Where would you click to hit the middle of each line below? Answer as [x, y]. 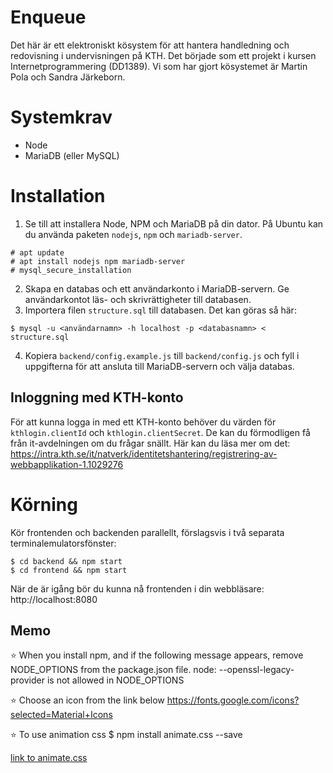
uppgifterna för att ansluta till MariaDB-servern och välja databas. [159, 366]
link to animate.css [49, 758]
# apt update [37, 252]
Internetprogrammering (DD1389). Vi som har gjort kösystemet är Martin [159, 66]
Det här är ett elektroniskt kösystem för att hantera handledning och [150, 45]
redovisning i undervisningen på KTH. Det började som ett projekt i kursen [163, 55]
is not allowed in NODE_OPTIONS [115, 680]
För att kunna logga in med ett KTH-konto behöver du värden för [143, 422]
